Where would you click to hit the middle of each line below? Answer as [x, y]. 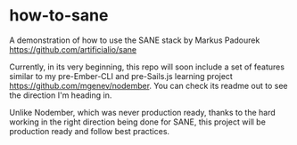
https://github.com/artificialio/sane [73, 49]
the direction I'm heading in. [61, 95]
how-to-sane [59, 16]
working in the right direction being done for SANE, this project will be [137, 122]
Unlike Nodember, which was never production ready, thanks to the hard [143, 112]
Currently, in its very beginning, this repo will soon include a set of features [147, 67]
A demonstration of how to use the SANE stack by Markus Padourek [135, 40]
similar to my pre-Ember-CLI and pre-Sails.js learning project [121, 76]
